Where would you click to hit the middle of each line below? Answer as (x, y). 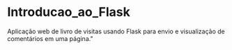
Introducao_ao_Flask (69, 12)
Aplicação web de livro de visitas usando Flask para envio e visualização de (116, 31)
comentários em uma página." (50, 38)
